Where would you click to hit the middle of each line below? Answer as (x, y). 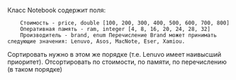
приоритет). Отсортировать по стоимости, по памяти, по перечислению (117, 62)
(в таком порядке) (35, 69)
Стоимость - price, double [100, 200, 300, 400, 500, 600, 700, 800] (125, 23)
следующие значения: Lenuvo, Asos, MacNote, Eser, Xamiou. (96, 41)
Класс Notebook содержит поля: (57, 10)
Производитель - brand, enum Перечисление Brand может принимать (119, 35)
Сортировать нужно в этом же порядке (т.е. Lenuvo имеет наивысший (114, 54)
